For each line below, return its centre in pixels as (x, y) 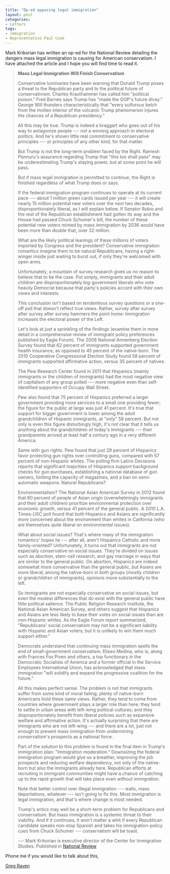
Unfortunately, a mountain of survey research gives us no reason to (88, 272)
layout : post (19, 15)
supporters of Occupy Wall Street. (74, 387)
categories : (18, 19)
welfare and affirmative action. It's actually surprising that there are (88, 720)
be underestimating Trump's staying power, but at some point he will (89, 162)
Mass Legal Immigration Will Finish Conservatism (71, 73)
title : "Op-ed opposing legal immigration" (52, 10)
